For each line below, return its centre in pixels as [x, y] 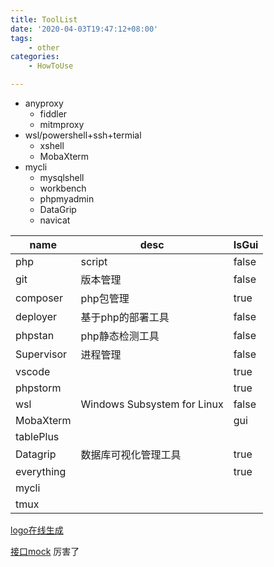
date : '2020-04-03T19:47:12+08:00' [84, 29]
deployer [36, 316]
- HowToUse [51, 66]
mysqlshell [62, 177]
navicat [55, 220]
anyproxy [44, 103]
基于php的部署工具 [125, 317]
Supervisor [41, 354]
